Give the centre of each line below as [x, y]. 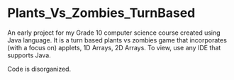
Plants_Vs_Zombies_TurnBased [101, 13]
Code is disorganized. [39, 69]
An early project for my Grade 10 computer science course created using [114, 33]
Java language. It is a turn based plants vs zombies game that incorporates [117, 40]
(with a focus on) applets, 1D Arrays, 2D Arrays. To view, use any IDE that [114, 47]
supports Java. [29, 55]
